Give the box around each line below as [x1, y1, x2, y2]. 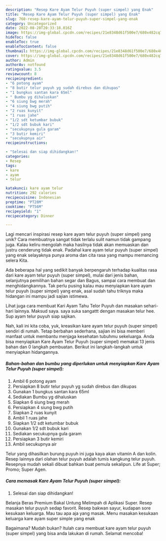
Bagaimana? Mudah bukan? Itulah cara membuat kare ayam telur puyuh [5, 525, 151, 531]
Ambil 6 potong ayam [12, 378, 56, 384]
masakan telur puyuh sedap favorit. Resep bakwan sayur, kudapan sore [5, 505, 151, 511]
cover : [5, 53, 19, 58]
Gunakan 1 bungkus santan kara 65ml [12, 389, 89, 395]
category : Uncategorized [5, 21, 57, 26]
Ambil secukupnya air [12, 441, 57, 447]
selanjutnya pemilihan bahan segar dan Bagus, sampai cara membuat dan [5, 278, 156, 284]
